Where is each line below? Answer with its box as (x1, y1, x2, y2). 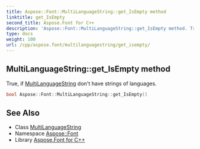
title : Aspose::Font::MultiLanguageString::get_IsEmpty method (6, 8, 167, 15)
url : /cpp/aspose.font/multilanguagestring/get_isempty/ (6, 42, 151, 48)
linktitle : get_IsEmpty (6, 14, 65, 20)
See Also (6, 108, 40, 118)
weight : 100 (6, 36, 36, 42)
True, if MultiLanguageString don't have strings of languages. (6, 80, 157, 87)
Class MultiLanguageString (14, 123, 82, 131)
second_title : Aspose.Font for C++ (6, 20, 95, 26)
